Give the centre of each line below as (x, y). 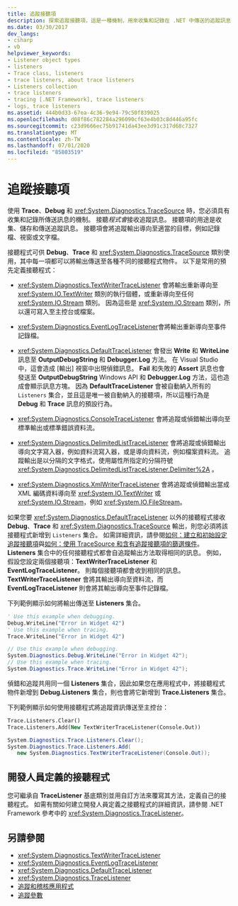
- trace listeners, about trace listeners (71, 80)
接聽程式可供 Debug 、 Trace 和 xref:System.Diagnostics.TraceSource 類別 (115, 252)
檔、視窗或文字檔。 (35, 237)
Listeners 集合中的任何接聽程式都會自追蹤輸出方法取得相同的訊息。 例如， (116, 552)
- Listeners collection (42, 86)
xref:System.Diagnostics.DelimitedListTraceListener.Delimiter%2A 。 (118, 469)
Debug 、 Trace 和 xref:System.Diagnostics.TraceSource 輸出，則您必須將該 (118, 526)
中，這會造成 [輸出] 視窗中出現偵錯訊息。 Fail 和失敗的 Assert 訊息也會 (121, 368)
